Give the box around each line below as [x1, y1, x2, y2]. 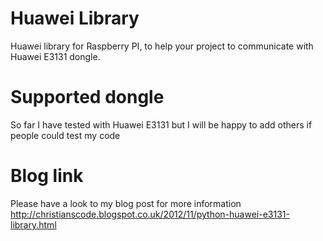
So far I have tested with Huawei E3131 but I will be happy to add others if [10, 118, 313, 131]
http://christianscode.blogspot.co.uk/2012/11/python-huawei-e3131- [10, 208, 290, 220]
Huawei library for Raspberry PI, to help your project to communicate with [10, 40, 314, 52]
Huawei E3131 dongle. [10, 50, 101, 62]
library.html [10, 218, 57, 231]
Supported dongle [10, 86, 165, 109]
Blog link [10, 165, 84, 187]
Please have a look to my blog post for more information [10, 197, 242, 209]
